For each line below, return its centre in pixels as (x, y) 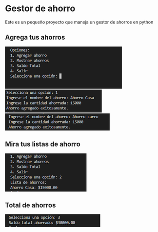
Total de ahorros (30, 205)
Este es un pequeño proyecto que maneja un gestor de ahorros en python (79, 22)
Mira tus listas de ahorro (43, 144)
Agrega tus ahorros (35, 37)
